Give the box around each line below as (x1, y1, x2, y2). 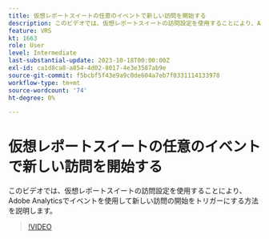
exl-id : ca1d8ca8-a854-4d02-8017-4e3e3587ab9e (8, 64, 167, 72)
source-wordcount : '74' (8, 86, 88, 95)
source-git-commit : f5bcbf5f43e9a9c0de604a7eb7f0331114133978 (8, 71, 220, 79)
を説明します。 (8, 206, 58, 216)
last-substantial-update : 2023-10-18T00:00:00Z (8, 57, 171, 65)
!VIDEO (27, 222, 52, 232)
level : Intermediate (8, 49, 78, 57)
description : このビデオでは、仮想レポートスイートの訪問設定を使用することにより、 (8, 19, 258, 27)
